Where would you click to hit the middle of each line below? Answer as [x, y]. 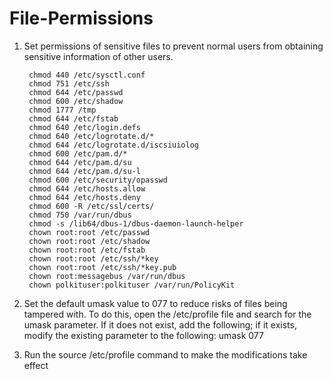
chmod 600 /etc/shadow [76, 101]
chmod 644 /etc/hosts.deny [84, 197]
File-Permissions [81, 18]
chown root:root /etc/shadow [89, 241]
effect [36, 365]
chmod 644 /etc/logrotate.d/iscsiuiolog [114, 145]
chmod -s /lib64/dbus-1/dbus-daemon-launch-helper [136, 223]
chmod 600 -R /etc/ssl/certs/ [91, 206]
